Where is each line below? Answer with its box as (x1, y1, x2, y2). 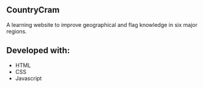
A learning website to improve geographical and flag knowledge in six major (6, 21, 197, 28)
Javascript (15, 75, 42, 82)
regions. (6, 28, 28, 35)
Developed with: (6, 45, 70, 56)
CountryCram (6, 5, 60, 15)
